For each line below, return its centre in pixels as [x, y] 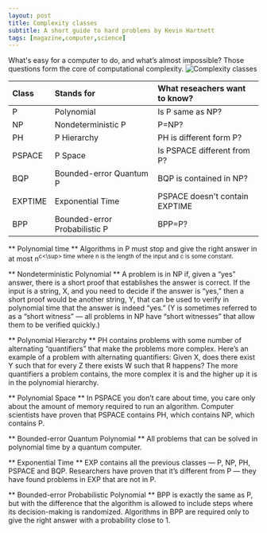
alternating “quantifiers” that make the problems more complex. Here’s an [128, 348]
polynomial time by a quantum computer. [75, 447]
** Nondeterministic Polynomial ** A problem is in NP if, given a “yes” [122, 274]
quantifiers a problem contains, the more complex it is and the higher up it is [133, 374]
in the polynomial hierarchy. [54, 382]
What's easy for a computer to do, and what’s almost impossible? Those [126, 60]
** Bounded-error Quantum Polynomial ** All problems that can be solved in [133, 438]
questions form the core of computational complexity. [96, 69]
